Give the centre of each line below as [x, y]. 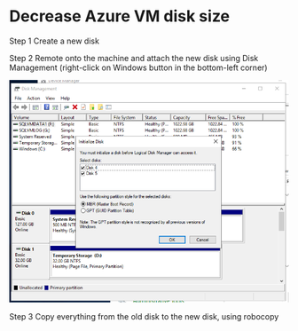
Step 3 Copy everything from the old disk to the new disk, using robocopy [144, 316]
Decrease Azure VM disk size [120, 16]
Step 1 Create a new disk [55, 41]
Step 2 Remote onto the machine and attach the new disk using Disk [134, 58]
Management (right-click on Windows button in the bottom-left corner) [138, 67]
